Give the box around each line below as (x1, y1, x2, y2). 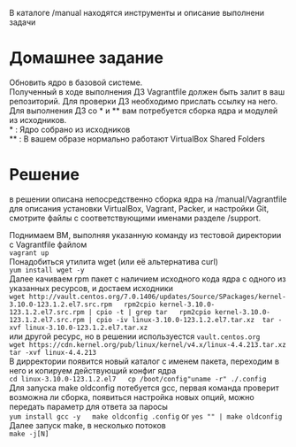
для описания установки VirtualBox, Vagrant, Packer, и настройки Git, (9, 203, 269, 213)
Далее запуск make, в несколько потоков (9, 420, 166, 430)
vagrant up (9, 248, 49, 258)
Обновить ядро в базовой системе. (9, 77, 143, 88)
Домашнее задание (9, 48, 163, 68)
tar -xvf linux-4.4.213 (9, 348, 97, 357)
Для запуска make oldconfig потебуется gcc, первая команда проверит (9, 382, 280, 393)
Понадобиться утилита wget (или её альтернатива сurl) (9, 256, 219, 266)
